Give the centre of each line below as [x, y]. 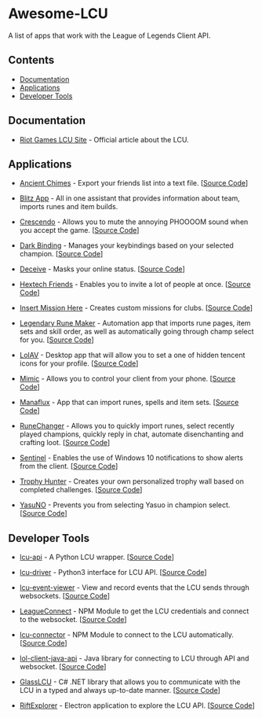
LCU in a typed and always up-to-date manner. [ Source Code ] [120, 690]
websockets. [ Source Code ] [65, 596]
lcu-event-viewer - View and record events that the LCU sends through [134, 587]
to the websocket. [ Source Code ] [73, 620]
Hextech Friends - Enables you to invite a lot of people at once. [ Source [135, 285]
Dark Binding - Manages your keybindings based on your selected [126, 245]
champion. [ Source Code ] [61, 254]
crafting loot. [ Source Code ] [65, 443]
